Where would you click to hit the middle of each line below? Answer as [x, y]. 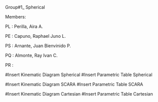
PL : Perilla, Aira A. [24, 26]
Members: [16, 17]
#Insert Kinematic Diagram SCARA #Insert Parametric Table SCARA [74, 84]
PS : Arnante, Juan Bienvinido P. [38, 46]
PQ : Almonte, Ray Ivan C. [32, 55]
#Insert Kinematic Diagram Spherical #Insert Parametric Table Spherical [79, 75]
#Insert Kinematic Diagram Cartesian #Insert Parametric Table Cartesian [79, 94]
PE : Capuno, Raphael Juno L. [36, 36]
